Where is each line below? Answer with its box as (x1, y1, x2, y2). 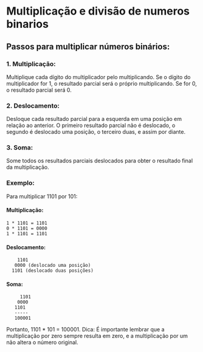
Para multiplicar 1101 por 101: (6, 193, 78, 200)
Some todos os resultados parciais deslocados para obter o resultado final (6, 157, 193, 165)
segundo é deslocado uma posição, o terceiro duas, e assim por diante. (6, 128, 186, 136)
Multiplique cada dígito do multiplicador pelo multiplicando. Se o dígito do (6, 73, 191, 80)
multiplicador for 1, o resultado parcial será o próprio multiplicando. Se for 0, (6, 80, 198, 87)
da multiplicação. (6, 164, 50, 171)
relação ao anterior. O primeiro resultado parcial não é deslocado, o (6, 122, 176, 129)
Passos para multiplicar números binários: (6, 41, 170, 52)
